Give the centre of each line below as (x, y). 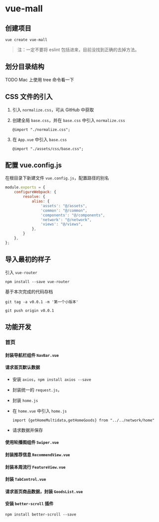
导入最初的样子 (28, 260)
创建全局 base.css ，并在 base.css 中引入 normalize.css (69, 120)
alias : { (41, 201)
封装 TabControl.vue (26, 479)
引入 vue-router (21, 272)
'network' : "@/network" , (66, 220)
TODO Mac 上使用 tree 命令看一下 (40, 79)
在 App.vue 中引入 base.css (40, 139)
